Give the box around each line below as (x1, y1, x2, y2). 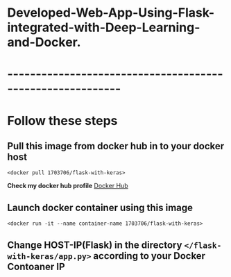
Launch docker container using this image (7, 201, 193, 213)
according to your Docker (93, 250, 206, 262)
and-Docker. (7, 35, 81, 50)
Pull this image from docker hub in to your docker (7, 140, 225, 152)
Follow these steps (7, 112, 118, 128)
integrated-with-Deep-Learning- (7, 19, 200, 35)
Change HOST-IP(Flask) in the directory (7, 239, 182, 251)
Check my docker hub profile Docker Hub (7, 182, 128, 190)
